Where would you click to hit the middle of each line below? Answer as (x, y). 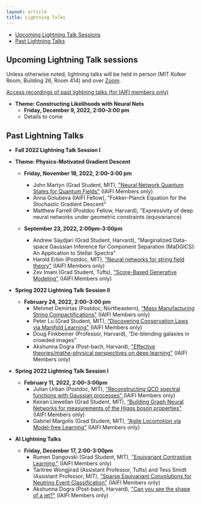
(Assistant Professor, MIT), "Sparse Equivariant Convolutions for (112, 476)
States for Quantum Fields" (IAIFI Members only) (93, 191)
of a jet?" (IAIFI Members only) (71, 495)
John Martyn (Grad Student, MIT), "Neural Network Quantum (108, 185)
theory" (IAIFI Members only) (69, 266)
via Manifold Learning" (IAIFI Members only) (87, 328)
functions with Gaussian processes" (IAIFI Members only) (104, 396)
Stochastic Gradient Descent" (70, 204)
